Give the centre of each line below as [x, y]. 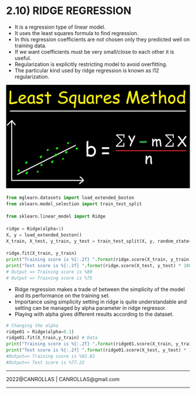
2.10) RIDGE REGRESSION [69, 11]
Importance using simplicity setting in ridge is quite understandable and [101, 302]
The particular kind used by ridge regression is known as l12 [87, 70]
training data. [30, 46]
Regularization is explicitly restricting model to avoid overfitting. [91, 64]
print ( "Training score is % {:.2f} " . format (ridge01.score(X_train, [90, 344]
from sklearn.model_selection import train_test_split [74, 204]
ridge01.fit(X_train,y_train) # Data [52, 338]
